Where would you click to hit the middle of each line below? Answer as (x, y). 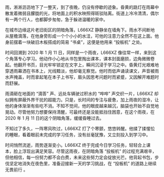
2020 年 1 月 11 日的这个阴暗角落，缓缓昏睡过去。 (54, 118)
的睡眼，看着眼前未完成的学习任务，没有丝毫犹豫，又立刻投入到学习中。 (78, 135)
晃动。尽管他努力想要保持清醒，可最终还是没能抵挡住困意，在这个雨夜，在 (80, 112)
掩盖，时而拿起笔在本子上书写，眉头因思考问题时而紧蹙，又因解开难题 (84, 77)
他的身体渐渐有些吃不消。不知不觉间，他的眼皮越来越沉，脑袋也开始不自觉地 (82, 106)
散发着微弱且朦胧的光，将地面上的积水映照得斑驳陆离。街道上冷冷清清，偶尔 (82, 13)
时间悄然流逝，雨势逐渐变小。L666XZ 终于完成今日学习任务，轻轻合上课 (78, 145)
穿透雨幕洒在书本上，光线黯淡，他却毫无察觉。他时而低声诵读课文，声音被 (80, 71)
